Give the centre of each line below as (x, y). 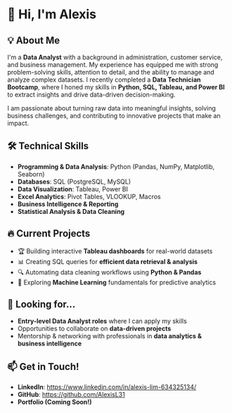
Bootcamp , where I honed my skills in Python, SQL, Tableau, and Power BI (116, 87)
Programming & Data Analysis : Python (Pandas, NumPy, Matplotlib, (116, 166)
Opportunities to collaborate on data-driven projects (94, 329)
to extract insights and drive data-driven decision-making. (91, 95)
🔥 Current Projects (49, 234)
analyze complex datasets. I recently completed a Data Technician (104, 80)
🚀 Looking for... (41, 304)
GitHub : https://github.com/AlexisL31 (71, 395)
